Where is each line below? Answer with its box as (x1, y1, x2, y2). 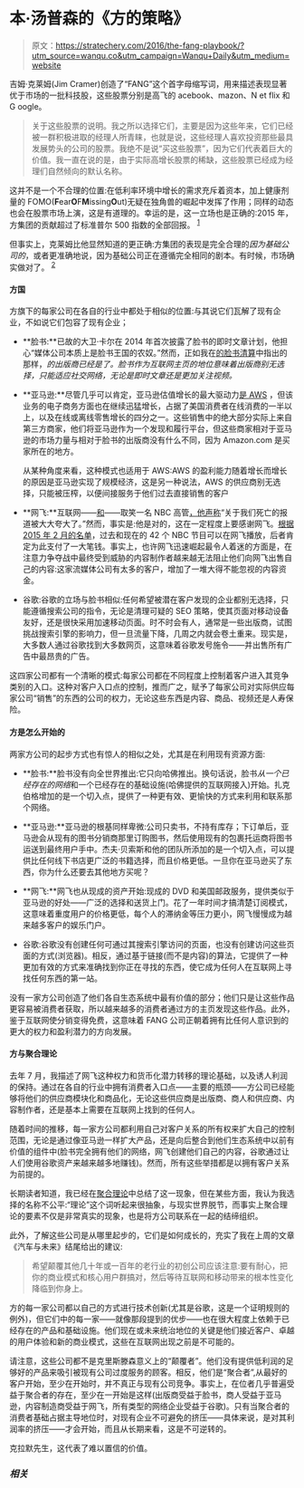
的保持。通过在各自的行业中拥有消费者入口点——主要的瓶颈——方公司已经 (9, 1081, 287, 1092)
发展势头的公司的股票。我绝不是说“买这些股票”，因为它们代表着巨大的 (31, 142, 293, 154)
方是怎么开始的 (9, 726, 65, 738)
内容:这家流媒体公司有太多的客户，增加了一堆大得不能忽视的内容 (38, 563, 279, 575)
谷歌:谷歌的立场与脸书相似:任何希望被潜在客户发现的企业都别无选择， (22, 594, 281, 605)
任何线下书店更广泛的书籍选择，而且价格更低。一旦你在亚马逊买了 (38, 855, 285, 866)
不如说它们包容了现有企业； (24, 317, 128, 328)
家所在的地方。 (22, 446, 79, 457)
